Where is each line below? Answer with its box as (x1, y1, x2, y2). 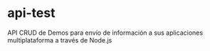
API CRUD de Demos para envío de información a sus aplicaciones (7, 28, 204, 37)
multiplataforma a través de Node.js (7, 35, 112, 44)
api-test (7, 5, 56, 21)
